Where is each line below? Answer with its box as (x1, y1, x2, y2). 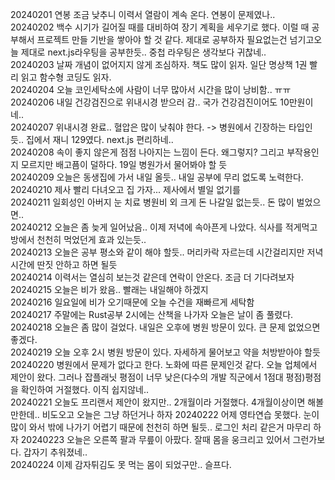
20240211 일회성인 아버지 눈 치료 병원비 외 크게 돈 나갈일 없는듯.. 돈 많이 (10, 196, 295, 208)
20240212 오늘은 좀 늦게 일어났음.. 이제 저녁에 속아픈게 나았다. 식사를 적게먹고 (10, 221, 318, 233)
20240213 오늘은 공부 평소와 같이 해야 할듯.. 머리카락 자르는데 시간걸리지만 (10, 246, 305, 258)
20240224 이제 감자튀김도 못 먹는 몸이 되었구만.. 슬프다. (10, 459, 232, 470)
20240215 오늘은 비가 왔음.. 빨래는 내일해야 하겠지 (10, 284, 209, 295)
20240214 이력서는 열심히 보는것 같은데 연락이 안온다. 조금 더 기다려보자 (10, 271, 295, 283)
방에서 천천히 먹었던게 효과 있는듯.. (10, 234, 147, 245)
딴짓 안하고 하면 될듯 (36, 259, 118, 270)
